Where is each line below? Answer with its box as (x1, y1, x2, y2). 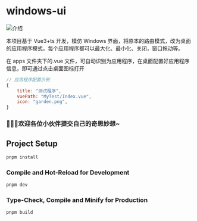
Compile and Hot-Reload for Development (6, 168, 130, 176)
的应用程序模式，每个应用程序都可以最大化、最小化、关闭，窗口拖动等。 (6, 45, 183, 52)
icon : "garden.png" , (17, 99, 68, 105)
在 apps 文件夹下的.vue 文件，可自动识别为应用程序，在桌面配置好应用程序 (6, 57, 190, 64)
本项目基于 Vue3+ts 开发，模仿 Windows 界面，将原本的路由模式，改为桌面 (6, 37, 192, 44)
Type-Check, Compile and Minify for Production (6, 195, 148, 204)
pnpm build (6, 210, 33, 216)
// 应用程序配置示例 (6, 76, 50, 83)
